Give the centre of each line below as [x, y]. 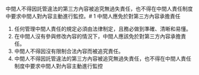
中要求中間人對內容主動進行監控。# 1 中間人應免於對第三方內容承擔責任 [93, 16]
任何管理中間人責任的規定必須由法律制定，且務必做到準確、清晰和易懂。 [102, 29]
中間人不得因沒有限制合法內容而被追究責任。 [69, 51]
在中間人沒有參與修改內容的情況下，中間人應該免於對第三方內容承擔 [97, 36]
